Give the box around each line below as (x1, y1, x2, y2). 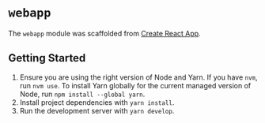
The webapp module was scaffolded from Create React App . (8, 28, 201, 38)
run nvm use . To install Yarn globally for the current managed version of (19, 80, 252, 90)
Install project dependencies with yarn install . (19, 97, 175, 107)
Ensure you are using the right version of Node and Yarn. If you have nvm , (19, 73, 259, 82)
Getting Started (8, 51, 86, 65)
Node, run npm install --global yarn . (19, 89, 146, 99)
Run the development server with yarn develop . (19, 106, 175, 115)
